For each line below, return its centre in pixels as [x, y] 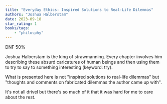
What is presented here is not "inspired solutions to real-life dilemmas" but [82, 77]
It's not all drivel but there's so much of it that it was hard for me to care [79, 92]
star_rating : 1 [21, 24]
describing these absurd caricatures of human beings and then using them [82, 62]
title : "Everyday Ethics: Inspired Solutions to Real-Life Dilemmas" [79, 10]
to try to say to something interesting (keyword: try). [59, 67]
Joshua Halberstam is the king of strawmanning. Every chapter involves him [84, 57]
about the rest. [20, 97]
